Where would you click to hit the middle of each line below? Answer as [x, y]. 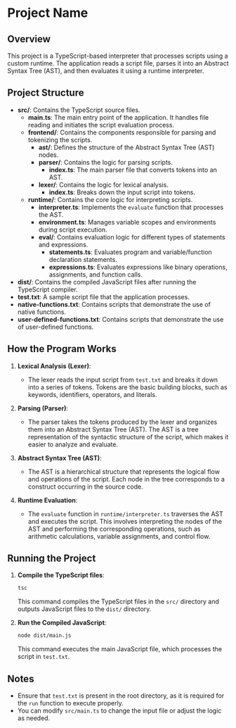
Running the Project [52, 559]
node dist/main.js [44, 636]
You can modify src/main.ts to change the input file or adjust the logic [119, 710]
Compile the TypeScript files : [61, 575]
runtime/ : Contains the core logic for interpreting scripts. [110, 199]
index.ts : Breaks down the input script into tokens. [122, 192]
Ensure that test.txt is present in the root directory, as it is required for [121, 696]
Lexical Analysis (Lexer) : [54, 366]
